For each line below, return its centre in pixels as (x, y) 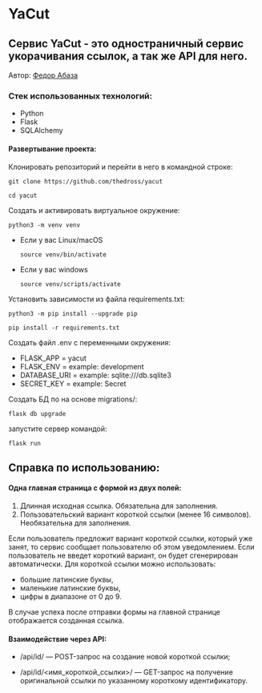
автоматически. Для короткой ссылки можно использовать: (112, 564)
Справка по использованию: (84, 467)
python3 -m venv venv (44, 225)
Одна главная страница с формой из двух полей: (95, 488)
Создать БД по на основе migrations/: (73, 399)
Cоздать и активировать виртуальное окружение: (94, 210)
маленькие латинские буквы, (70, 588)
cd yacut (23, 195)
